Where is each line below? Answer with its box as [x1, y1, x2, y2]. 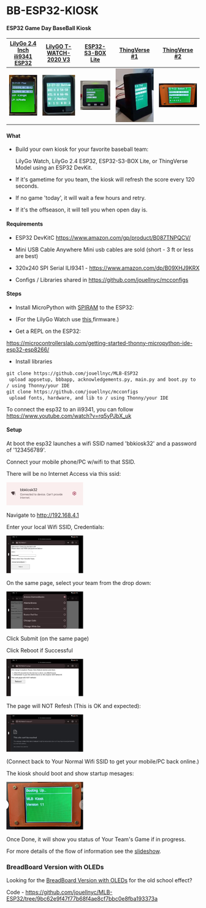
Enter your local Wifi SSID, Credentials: [6, 524, 105, 531]
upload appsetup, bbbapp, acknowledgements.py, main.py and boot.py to [9, 376, 196, 383]
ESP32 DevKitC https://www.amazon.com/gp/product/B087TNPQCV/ [15, 234, 191, 241]
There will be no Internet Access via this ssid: [6, 470, 121, 477]
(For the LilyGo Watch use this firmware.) [15, 315, 120, 322]
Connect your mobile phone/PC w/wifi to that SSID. [6, 458, 136, 465]
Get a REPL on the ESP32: [15, 327, 82, 335]
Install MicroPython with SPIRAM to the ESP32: [15, 303, 134, 311]
